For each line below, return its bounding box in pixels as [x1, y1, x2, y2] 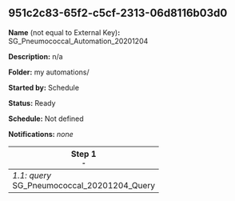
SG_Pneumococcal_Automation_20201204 [8, 36, 149, 46]
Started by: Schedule [8, 82, 80, 92]
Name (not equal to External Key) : [8, 27, 121, 37]
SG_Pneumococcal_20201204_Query [12, 179, 156, 191]
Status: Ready [8, 98, 56, 107]
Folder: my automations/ [8, 67, 90, 77]
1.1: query [12, 170, 52, 181]
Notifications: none [8, 129, 74, 139]
